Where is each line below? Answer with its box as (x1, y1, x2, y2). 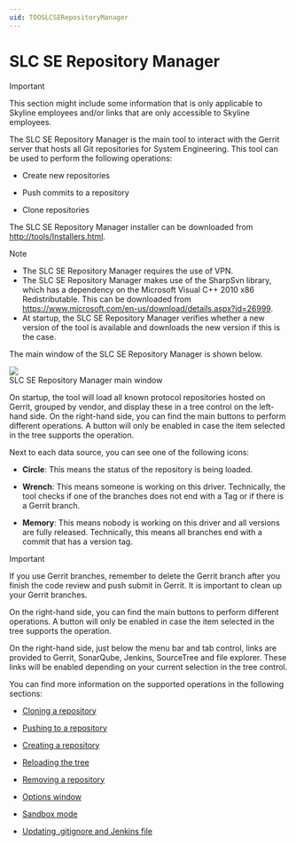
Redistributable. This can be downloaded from (21, 294, 192, 304)
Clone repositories (21, 204, 90, 215)
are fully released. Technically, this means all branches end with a (21, 526, 263, 537)
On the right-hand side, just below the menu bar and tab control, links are (9, 643, 277, 653)
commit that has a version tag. (21, 536, 133, 547)
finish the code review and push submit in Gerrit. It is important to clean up (9, 580, 282, 590)
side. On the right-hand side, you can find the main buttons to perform (29, 410, 286, 422)
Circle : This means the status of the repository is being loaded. (21, 463, 253, 475)
